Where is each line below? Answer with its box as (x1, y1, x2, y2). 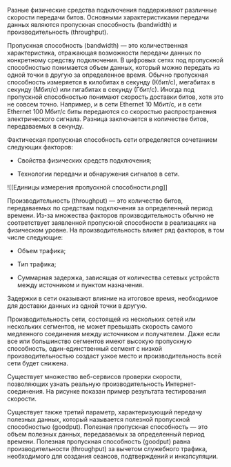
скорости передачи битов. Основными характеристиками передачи (7, 13, 209, 21)
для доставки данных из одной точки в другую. (7, 302, 148, 310)
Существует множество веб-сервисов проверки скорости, (7, 373, 183, 381)
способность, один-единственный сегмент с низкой (7, 345, 162, 352)
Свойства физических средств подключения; (17, 156, 152, 165)
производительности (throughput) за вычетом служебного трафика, (7, 445, 208, 452)
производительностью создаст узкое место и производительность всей (7, 352, 222, 360)
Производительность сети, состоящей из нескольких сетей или (7, 315, 197, 323)
